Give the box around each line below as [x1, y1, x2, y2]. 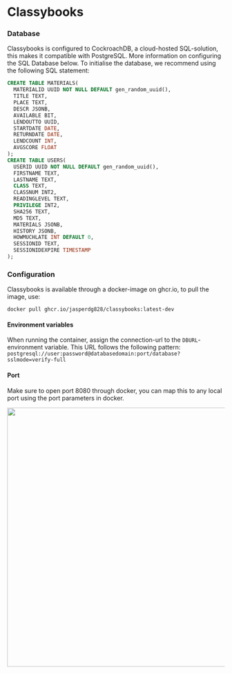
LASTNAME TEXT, [13, 176, 57, 183]
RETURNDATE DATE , [13, 131, 64, 138]
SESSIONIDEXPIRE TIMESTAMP [13, 247, 91, 254]
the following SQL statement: [7, 66, 90, 75]
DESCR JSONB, [13, 105, 51, 113]
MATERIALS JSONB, [13, 221, 64, 228]
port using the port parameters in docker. [7, 394, 124, 402]
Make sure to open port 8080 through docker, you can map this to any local [7, 386, 222, 394]
